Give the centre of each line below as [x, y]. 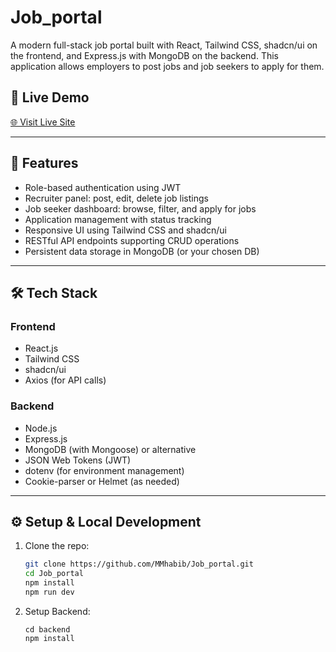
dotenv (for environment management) [104, 470]
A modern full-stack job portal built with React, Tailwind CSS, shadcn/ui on [164, 45]
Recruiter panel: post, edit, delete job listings [116, 198]
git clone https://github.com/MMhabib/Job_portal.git [139, 564]
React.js [41, 348]
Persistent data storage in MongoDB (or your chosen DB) [142, 251]
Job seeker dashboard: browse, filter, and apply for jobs [140, 208]
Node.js [41, 428]
